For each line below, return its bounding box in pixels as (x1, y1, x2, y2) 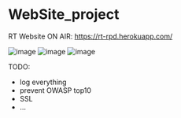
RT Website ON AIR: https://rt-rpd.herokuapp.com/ (8, 31, 173, 41)
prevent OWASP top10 (19, 85, 92, 95)
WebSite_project (8, 6, 120, 24)
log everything (19, 77, 67, 87)
